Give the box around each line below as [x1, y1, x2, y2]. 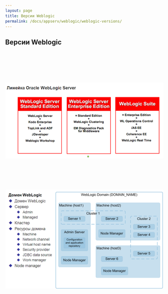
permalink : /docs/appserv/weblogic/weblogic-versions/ [5, 19, 122, 24]
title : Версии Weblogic [5, 13, 55, 19]
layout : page [5, 8, 33, 13]
